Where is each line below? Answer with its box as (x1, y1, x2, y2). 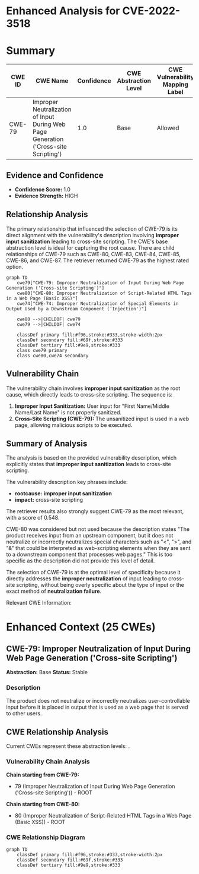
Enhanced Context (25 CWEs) (6, 620, 156, 634)
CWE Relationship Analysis (6, 727, 108, 737)
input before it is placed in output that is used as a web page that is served (6, 703, 188, 710)
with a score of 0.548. (6, 514, 60, 521)
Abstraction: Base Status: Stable (6, 669, 88, 676)
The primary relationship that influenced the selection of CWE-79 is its (6, 225, 178, 232)
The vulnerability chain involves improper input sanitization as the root (6, 385, 181, 392)
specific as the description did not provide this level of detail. (6, 557, 155, 564)
